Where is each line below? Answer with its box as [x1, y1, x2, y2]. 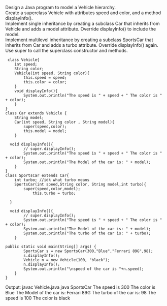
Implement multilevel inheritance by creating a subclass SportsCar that [5, 37, 153, 43]
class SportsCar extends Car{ [5, 173, 70, 178]
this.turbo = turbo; [32, 191, 76, 196]
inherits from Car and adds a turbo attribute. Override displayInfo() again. [5, 42, 158, 48]
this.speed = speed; [23, 75, 67, 80]
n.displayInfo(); [23, 262, 60, 267]
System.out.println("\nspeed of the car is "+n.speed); [23, 266, 144, 271]
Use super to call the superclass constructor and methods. [5, 48, 128, 53]
